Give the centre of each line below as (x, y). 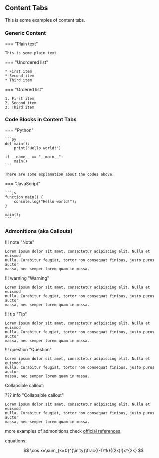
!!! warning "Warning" (27, 278)
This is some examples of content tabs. (45, 20)
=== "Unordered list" (27, 62)
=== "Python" (19, 130)
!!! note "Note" (20, 242)
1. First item (20, 99)
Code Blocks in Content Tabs (41, 120)
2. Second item (21, 103)
